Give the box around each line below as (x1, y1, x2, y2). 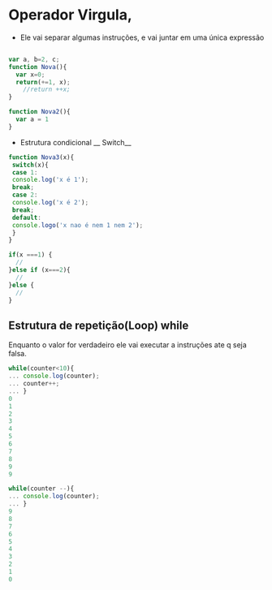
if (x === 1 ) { (8, 251, 53, 259)
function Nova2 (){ (8, 108, 71, 116)
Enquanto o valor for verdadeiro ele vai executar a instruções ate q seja (8, 340, 248, 350)
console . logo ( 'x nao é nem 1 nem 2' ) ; (11, 221, 144, 229)
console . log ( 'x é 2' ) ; (11, 199, 89, 207)
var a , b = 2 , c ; (8, 55, 60, 63)
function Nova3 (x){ (8, 153, 75, 161)
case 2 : (11, 191, 38, 200)
